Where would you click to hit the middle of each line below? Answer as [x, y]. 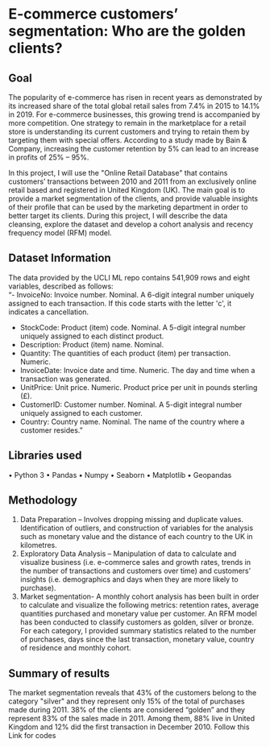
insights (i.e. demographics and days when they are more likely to [129, 579]
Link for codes [32, 736]
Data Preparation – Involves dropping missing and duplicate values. [132, 520]
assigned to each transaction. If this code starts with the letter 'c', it [120, 303]
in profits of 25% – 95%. [49, 157]
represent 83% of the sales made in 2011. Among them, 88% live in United [132, 719]
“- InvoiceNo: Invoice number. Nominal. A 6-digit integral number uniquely [131, 294]
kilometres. [39, 546]
